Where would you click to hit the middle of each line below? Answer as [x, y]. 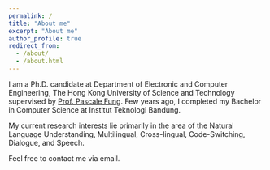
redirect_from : [34, 46]
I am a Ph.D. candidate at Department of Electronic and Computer [118, 84]
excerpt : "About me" [44, 31]
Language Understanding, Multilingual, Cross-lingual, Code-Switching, [127, 134]
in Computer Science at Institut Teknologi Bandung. [95, 109]
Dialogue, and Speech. [46, 142]
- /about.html [39, 62]
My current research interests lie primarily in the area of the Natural [121, 125]
